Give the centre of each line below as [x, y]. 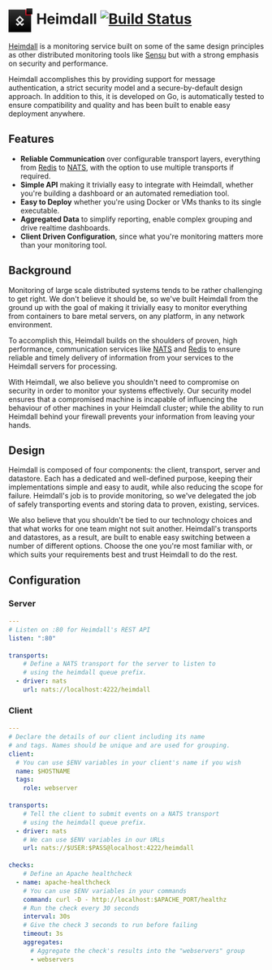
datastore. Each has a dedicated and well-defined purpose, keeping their [131, 479]
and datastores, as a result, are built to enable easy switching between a [130, 537]
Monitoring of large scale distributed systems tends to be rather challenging [135, 290]
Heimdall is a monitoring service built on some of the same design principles [136, 46]
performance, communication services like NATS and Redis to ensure [125, 349]
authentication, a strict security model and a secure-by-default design [126, 88]
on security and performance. [58, 63]
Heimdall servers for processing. [63, 366]
